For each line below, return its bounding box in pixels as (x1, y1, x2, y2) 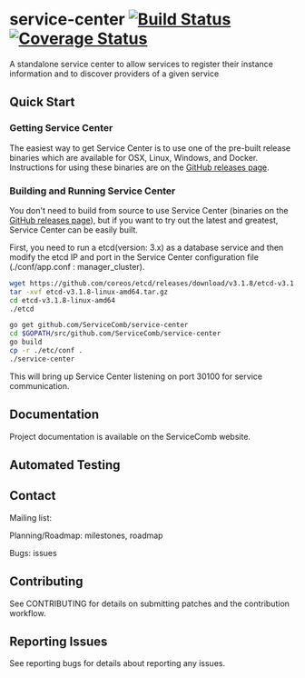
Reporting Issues (9, 634, 108, 650)
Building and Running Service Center (9, 184, 176, 197)
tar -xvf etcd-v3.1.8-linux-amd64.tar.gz (9, 287, 169, 296)
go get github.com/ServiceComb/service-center (9, 321, 189, 330)
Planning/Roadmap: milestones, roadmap (9, 530, 163, 541)
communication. (9, 380, 70, 391)
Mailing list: (9, 512, 53, 523)
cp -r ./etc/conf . (9, 346, 84, 355)
